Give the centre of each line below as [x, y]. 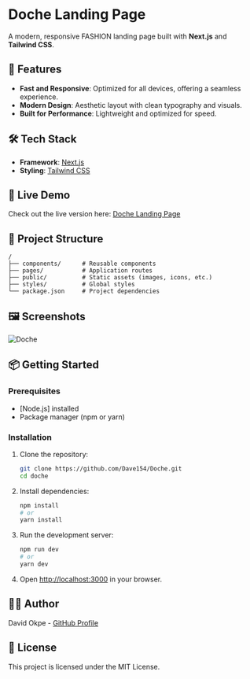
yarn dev [34, 564]
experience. [39, 97]
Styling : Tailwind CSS [55, 170]
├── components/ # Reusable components [82, 264]
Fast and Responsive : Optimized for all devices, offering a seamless [130, 88]
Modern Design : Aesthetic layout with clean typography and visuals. [131, 105]
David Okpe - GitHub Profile [53, 622]
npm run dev [39, 550]
